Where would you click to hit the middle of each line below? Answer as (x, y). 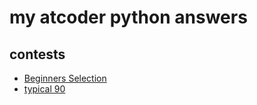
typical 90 (44, 89)
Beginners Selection (65, 78)
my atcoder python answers (128, 17)
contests (37, 54)
